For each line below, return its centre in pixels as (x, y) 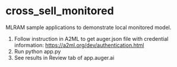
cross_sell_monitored (60, 11)
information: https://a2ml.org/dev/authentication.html (79, 45)
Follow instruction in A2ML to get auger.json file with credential (91, 39)
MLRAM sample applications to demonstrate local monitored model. (88, 27)
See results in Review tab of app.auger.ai (64, 58)
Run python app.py (37, 51)
